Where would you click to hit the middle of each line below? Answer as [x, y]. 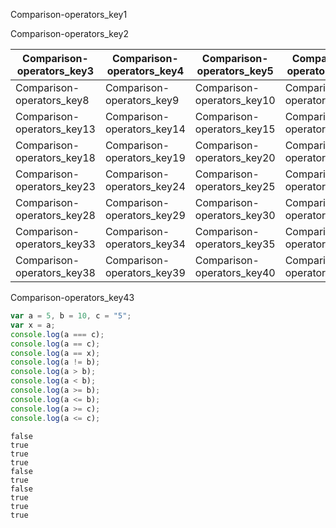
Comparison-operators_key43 [72, 297]
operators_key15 [235, 129]
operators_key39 [145, 272]
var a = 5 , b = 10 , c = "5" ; [71, 316]
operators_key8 [52, 100]
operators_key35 [235, 244]
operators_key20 [235, 157]
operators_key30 [235, 215]
